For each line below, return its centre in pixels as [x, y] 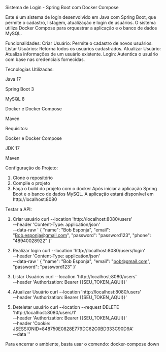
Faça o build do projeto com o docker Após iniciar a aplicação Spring [85, 188]
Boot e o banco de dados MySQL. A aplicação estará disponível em [83, 194]
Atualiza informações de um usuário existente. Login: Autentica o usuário [82, 54]
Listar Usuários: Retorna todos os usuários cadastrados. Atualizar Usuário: [83, 49]
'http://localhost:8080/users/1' [44, 313]
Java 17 [13, 79]
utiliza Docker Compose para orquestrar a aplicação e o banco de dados [81, 28]
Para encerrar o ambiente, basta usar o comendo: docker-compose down [82, 344]
